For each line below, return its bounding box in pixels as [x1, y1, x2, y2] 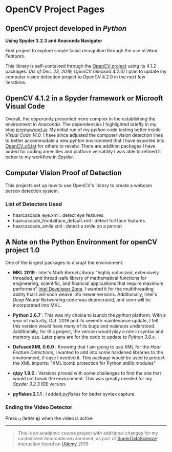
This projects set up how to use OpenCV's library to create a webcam [5, 182, 152, 188]
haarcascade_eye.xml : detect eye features [12, 212, 104, 218]
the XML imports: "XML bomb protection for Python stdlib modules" [12, 360, 156, 366]
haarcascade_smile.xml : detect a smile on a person [12, 223, 122, 229]
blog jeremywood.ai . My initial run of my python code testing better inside [5, 127, 161, 133]
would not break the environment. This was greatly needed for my [12, 375, 152, 381]
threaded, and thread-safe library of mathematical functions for [12, 275, 147, 281]
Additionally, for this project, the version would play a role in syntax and [12, 328, 164, 334]
